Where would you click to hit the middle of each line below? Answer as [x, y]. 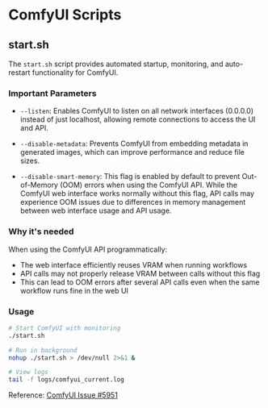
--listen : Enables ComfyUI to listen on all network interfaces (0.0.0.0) [137, 111]
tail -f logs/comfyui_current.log [67, 380]
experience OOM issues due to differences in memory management [133, 202]
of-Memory [39, 185]
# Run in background [43, 350]
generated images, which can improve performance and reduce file [132, 152]
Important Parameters [52, 93]
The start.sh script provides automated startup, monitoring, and [116, 64]
